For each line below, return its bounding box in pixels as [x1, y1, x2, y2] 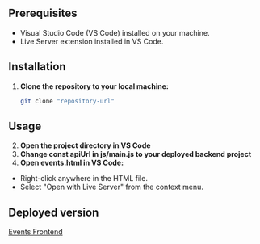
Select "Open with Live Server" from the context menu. [19, 182, 204, 192]
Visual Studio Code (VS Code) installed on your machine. [19, 27, 210, 37]
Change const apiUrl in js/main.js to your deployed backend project [19, 149, 252, 159]
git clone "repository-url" [19, 97, 115, 105]
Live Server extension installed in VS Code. [19, 36, 164, 46]
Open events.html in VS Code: [19, 158, 124, 168]
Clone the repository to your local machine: [19, 81, 170, 91]
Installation [8, 60, 66, 74]
